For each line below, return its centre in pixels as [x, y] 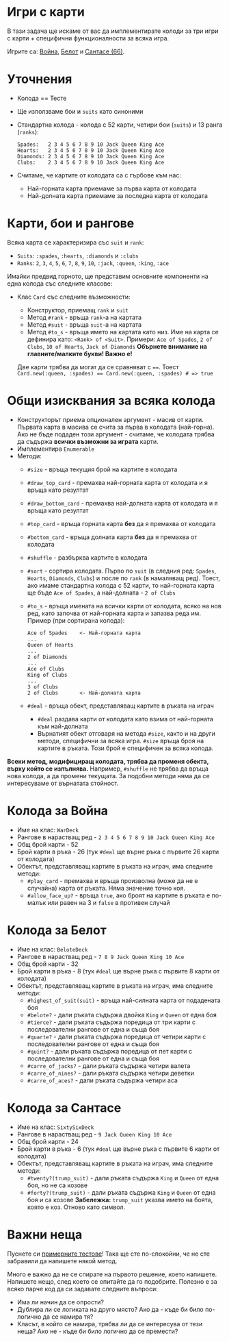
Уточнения [40, 79]
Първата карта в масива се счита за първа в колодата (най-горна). [116, 427]
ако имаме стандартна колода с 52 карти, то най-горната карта [121, 585]
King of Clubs [47, 675]
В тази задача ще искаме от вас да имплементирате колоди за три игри [113, 31]
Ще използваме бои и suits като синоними [80, 111]
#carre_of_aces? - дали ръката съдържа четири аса [102, 1080]
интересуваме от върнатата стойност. [63, 783]
